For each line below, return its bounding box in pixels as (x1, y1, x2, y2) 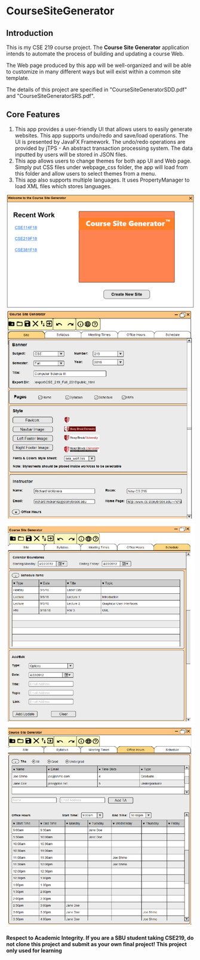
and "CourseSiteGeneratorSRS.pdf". (6, 93, 95, 99)
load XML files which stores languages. (14, 182, 112, 189)
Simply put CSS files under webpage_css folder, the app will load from (14, 163, 188, 171)
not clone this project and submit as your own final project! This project (6, 941, 187, 948)
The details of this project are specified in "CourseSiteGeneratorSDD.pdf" (6, 86, 187, 93)
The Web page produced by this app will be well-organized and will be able (6, 62, 192, 69)
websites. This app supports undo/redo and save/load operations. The (14, 131, 189, 139)
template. (6, 75, 30, 81)
